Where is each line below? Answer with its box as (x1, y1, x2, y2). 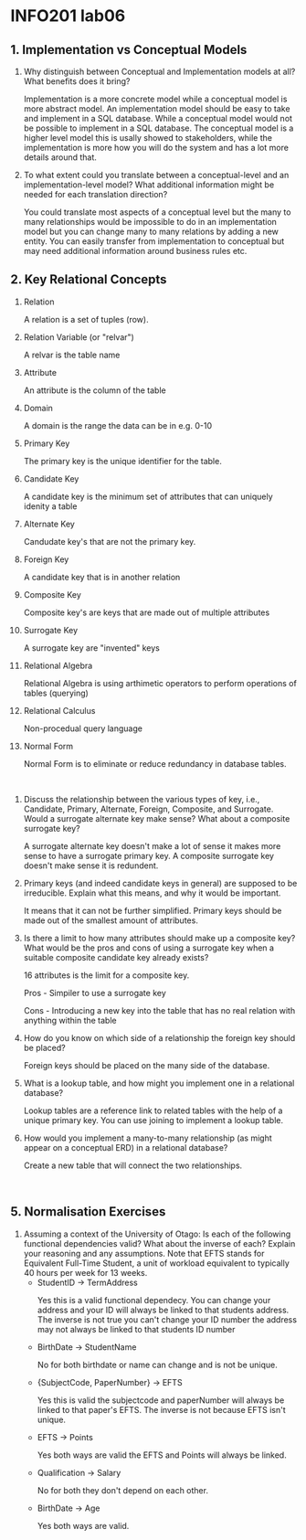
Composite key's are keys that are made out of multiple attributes (23, 607, 270, 618)
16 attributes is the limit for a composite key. (23, 970, 190, 981)
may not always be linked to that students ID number (37, 1323, 236, 1334)
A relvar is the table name (23, 349, 121, 360)
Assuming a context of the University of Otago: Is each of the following (23, 1228, 291, 1239)
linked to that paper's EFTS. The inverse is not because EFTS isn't (37, 1404, 286, 1415)
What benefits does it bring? (23, 76, 131, 87)
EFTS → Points (37, 1431, 94, 1442)
